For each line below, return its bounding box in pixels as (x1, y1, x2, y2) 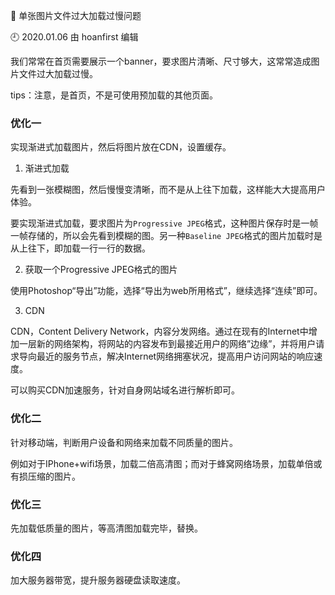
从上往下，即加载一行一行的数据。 (10, 242, 151, 254)
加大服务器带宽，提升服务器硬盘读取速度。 (10, 574, 186, 586)
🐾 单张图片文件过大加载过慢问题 (10, 10, 142, 21)
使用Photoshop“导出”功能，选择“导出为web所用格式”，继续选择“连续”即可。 (10, 285, 323, 297)
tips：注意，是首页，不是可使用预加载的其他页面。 (10, 89, 218, 101)
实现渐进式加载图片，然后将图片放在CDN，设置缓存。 (10, 141, 232, 153)
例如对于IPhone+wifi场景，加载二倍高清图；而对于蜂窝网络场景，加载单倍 (10, 457, 314, 469)
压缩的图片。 (27, 470, 81, 482)
